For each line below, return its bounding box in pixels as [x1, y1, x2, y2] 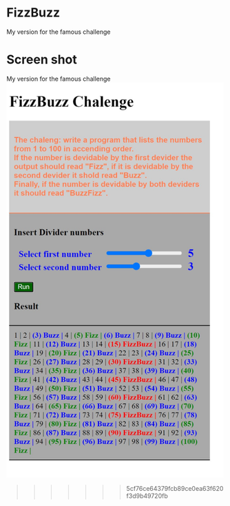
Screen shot [6, 52, 77, 68]
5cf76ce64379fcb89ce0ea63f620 [126, 484, 224, 492]
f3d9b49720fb [126, 492, 168, 500]
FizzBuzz [6, 5, 61, 21]
